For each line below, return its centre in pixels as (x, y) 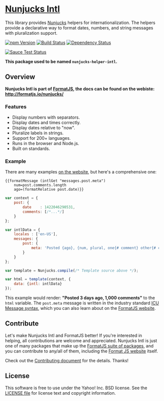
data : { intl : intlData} (38, 284)
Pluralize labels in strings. (38, 133)
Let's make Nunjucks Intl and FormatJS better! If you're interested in (74, 335)
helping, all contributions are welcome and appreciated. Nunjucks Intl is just (81, 340)
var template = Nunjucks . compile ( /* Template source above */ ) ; (72, 271)
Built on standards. (31, 149)
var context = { (21, 198)
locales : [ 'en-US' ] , (36, 234)
